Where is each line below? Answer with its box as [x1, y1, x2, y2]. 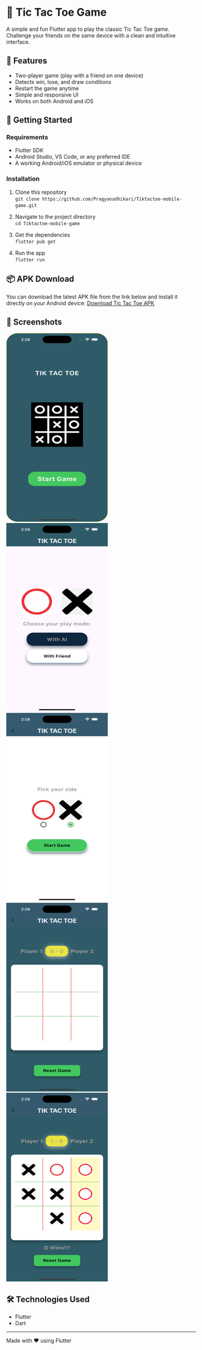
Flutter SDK [14, 147, 44, 154]
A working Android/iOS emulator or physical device [14, 159, 142, 167]
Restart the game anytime [14, 85, 79, 92]
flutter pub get [14, 239, 56, 245]
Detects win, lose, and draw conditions [14, 78, 112, 85]
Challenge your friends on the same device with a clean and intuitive [6, 31, 176, 39]
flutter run [14, 257, 45, 263]
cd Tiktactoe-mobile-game [14, 220, 80, 227]
